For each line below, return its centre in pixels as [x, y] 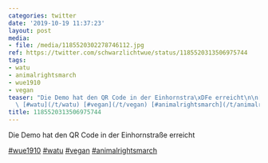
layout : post [30, 30]
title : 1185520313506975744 [55, 113]
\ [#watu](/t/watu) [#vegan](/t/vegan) [82, 105]
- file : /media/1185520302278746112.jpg [77, 46]
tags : [17, 61]
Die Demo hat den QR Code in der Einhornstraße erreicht [102, 135]
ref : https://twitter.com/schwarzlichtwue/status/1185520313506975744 [128, 53]
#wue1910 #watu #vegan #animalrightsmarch [83, 150]
